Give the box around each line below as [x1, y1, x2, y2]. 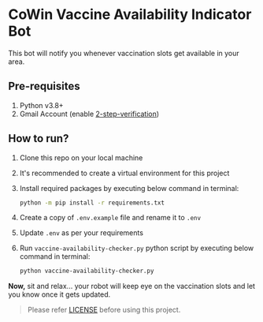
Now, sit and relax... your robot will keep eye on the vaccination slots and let [8, 282, 256, 291]
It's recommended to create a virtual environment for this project [19, 168, 230, 178]
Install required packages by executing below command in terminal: [19, 183, 239, 193]
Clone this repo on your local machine [19, 152, 143, 163]
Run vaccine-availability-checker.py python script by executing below [19, 243, 254, 253]
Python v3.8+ [19, 100, 65, 110]
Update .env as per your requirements [19, 228, 144, 238]
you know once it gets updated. [8, 290, 111, 299]
